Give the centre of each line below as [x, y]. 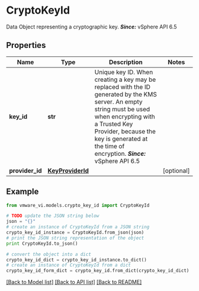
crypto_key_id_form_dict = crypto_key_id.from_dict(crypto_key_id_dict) [98, 271]
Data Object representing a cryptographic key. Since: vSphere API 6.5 [92, 27]
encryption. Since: [120, 154]
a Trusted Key [114, 124]
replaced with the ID [123, 87]
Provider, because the [125, 131]
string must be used [122, 109]
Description [126, 62]
